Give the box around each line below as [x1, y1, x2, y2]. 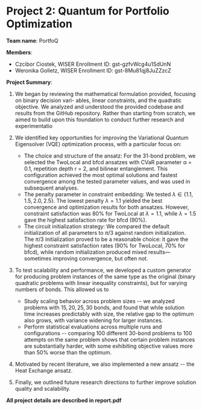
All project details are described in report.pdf [6, 397, 122, 404]
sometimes [24, 255, 52, 262]
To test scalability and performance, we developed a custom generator [14, 266, 192, 274]
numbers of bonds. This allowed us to [14, 286, 109, 293]
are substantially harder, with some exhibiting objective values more [24, 342, 193, 350]
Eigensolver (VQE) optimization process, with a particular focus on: [14, 140, 182, 147]
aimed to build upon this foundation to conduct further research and [14, 116, 185, 123]
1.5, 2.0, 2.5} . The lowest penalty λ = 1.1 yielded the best [24, 197, 163, 204]
